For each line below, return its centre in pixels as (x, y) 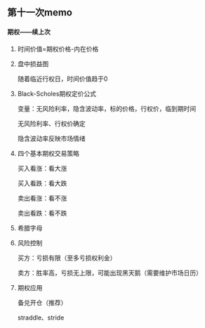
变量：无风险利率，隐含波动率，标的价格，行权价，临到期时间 (107, 108)
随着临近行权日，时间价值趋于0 (62, 79)
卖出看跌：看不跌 (42, 213)
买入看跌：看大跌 (42, 183)
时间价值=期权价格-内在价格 (58, 48)
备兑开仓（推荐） (42, 302)
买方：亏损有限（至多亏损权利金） (67, 258)
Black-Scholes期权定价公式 (57, 93)
